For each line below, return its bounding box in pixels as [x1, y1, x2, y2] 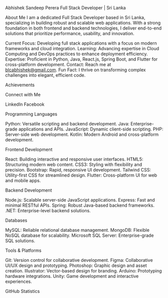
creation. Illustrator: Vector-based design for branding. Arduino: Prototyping [5, 268, 162, 273]
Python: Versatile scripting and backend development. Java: [5, 121, 129, 126]
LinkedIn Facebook [5, 101, 45, 107]
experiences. [5, 278, 33, 284]
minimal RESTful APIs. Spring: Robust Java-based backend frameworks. [5, 202, 154, 208]
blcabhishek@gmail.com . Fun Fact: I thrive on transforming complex [5, 67, 146, 73]
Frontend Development [5, 146, 53, 153]
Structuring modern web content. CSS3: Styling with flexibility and [5, 162, 142, 168]
